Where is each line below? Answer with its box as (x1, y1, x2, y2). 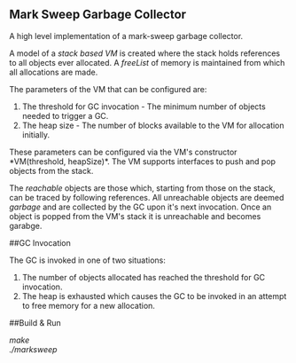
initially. (21, 129, 51, 140)
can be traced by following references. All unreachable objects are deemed (9, 192, 284, 202)
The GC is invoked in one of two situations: (9, 255, 166, 265)
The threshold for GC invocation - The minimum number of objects (21, 101, 266, 112)
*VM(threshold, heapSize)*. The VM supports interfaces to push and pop (9, 155, 277, 167)
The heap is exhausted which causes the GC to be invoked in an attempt (21, 290, 287, 301)
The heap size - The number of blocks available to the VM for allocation (21, 120, 285, 130)
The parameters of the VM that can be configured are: (9, 83, 207, 94)
